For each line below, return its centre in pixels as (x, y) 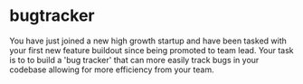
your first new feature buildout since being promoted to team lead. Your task (151, 50)
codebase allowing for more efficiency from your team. (112, 70)
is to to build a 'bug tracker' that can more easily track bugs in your (134, 60)
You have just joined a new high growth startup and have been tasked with (148, 41)
